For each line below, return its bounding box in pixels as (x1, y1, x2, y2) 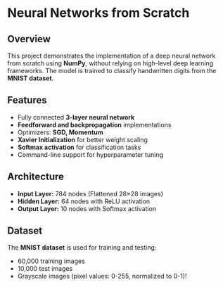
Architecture (7, 171, 65, 183)
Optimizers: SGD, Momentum (17, 128, 103, 136)
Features (7, 94, 47, 106)
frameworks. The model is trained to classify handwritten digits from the (7, 67, 217, 75)
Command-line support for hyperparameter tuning (17, 150, 164, 159)
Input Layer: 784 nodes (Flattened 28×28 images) (17, 189, 164, 198)
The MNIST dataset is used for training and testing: (7, 243, 157, 252)
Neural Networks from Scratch (7, 5, 190, 21)
